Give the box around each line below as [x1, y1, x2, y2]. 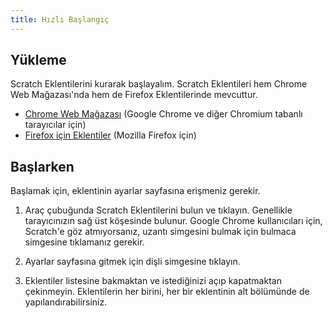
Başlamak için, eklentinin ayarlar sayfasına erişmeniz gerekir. [10, 185, 261, 197]
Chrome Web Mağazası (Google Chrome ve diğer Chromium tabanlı [24, 108, 303, 120]
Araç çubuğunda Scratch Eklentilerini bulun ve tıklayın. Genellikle [24, 204, 293, 216]
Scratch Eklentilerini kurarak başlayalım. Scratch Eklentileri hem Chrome [10, 78, 308, 90]
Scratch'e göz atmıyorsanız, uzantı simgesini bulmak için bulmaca [24, 226, 297, 238]
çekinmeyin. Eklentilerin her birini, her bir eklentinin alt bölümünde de [24, 286, 310, 298]
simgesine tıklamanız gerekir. [24, 236, 145, 248]
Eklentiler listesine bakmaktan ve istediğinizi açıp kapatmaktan [24, 275, 282, 287]
